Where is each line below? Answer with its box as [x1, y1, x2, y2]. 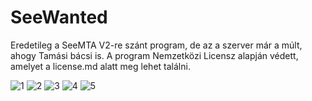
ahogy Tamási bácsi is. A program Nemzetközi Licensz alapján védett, [10, 49, 299, 61]
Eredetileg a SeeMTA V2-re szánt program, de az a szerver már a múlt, [10, 39, 303, 51]
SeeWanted [10, 6, 108, 29]
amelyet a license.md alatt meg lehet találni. [10, 60, 191, 72]
